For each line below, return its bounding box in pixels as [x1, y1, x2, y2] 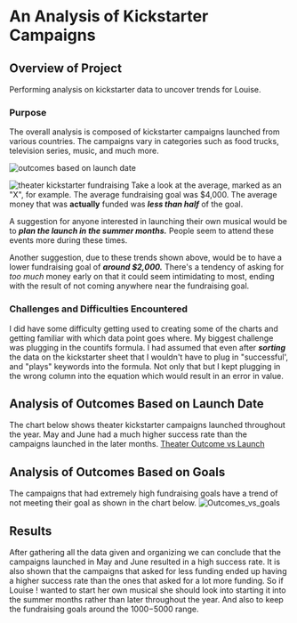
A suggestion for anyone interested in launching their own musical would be [9, 216, 287, 227]
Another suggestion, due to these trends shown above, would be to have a [9, 252, 283, 263]
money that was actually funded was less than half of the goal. [9, 198, 244, 210]
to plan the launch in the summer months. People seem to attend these [9, 225, 274, 237]
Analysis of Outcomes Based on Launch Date [9, 396, 264, 411]
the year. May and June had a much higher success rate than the [9, 429, 247, 440]
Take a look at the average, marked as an [131, 180, 282, 190]
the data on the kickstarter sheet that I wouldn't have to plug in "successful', [9, 352, 289, 362]
